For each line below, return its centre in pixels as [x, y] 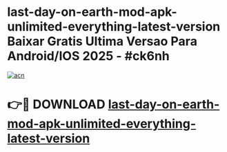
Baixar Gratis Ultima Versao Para [102, 41]
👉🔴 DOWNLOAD [56, 105]
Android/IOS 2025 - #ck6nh [89, 56]
